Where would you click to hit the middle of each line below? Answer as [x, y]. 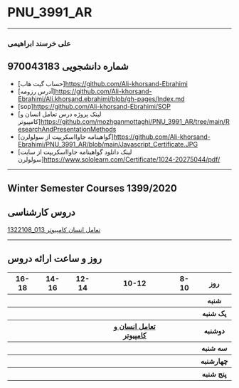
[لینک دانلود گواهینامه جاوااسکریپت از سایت [75, 152]
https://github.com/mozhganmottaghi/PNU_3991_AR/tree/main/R [135, 121]
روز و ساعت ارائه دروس [54, 259]
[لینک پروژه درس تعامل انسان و [59, 114]
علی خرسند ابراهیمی [39, 43]
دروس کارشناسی [42, 213]
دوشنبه [214, 330]
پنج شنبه [214, 374]
